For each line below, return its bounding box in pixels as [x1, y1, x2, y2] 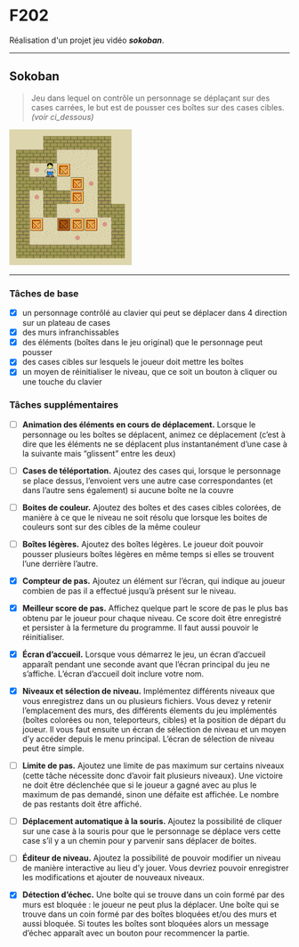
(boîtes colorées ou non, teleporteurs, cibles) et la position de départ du [21, 715, 287, 725]
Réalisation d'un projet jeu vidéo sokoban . [9, 35, 165, 45]
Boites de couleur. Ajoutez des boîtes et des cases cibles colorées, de [21, 502, 282, 513]
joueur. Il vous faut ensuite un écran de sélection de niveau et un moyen [21, 724, 287, 735]
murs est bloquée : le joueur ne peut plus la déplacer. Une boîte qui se [21, 900, 279, 911]
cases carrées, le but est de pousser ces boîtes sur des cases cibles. [30, 101, 285, 112]
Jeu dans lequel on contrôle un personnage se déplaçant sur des [30, 93, 271, 103]
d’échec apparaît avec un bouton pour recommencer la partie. [21, 927, 250, 939]
